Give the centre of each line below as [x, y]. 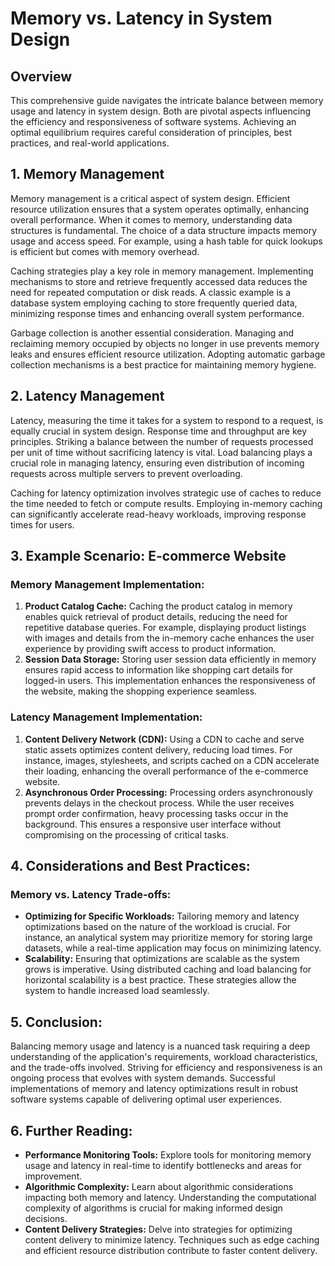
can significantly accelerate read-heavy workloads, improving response [158, 514]
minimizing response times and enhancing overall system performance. [157, 313]
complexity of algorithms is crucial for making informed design [153, 1208]
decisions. [46, 1218]
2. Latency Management [87, 396]
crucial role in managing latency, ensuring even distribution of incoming [157, 463]
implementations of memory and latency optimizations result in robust [154, 1089]
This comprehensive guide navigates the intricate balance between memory [167, 100]
